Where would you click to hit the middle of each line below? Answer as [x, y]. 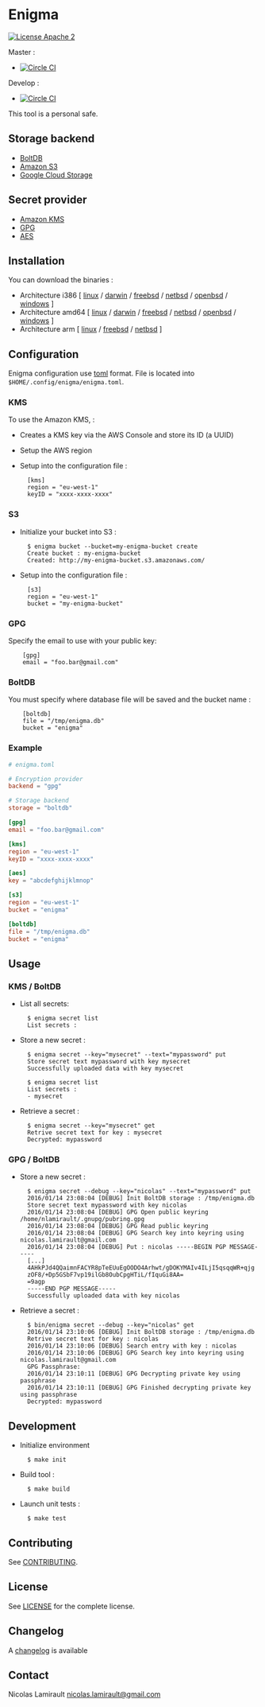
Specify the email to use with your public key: [83, 641]
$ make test [47, 1518]
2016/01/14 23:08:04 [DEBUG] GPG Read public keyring [118, 1227]
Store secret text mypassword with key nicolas [108, 1205]
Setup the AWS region [56, 450]
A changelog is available [48, 1650]
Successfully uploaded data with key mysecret [106, 1069]
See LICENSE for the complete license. [71, 1606]
